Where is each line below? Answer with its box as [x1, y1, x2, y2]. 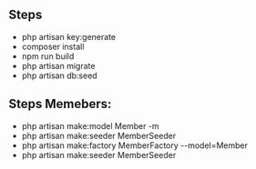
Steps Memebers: [8, 96, 112, 112]
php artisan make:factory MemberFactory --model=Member [21, 140, 248, 151]
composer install [21, 41, 85, 52]
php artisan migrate [21, 60, 96, 71]
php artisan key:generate [21, 31, 117, 42]
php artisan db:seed [21, 70, 97, 81]
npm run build [21, 50, 75, 62]
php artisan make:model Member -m [21, 120, 160, 131]
